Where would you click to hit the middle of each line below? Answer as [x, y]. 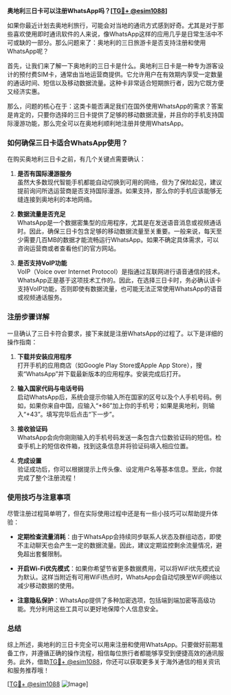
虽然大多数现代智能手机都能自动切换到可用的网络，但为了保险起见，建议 [119, 182]
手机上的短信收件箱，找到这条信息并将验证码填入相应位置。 [108, 445]
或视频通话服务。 [41, 298]
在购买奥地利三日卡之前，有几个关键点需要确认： [76, 159]
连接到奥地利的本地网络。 [59, 199]
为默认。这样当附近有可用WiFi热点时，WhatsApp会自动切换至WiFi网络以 [120, 577]
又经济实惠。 [25, 91]
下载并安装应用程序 [44, 356]
